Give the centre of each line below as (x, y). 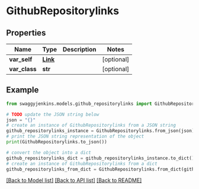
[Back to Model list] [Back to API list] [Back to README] (74, 180)
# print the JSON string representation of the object (75, 137)
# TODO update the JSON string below (53, 114)
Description (79, 49)
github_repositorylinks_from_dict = (51, 169)
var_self (21, 59)
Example (23, 90)
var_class (23, 69)
